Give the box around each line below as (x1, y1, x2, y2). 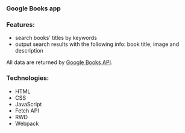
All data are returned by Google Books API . (6, 59, 113, 66)
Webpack (14, 120, 39, 127)
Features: (6, 20, 35, 28)
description (14, 47, 43, 54)
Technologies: (6, 74, 49, 82)
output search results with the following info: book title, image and (14, 41, 180, 48)
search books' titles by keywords (14, 34, 98, 42)
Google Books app (6, 4, 61, 13)
